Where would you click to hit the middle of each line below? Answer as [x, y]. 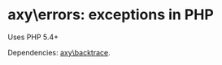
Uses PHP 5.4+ [33, 37]
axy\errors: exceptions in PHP [111, 15]
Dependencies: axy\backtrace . [59, 52]
